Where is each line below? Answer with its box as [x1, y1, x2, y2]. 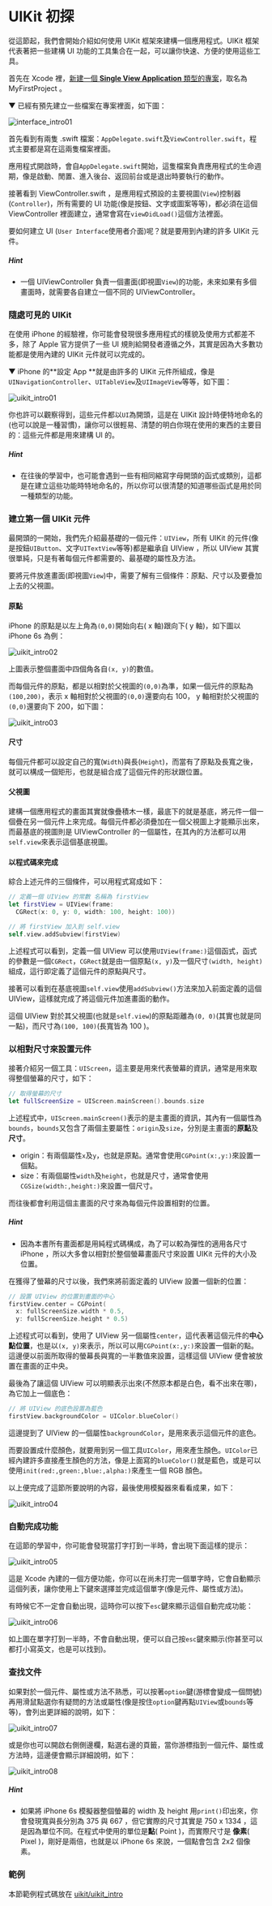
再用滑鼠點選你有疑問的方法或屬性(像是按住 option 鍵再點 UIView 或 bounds [8, 1697, 247, 1706]
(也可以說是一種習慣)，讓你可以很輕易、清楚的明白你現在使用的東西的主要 [8, 420, 255, 430]
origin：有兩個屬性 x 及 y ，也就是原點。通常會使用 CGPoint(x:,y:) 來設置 [19, 1150, 253, 1160]
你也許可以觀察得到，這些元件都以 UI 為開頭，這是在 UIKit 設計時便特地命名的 [8, 410, 263, 420]
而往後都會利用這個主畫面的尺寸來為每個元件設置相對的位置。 [8, 1198, 215, 1208]
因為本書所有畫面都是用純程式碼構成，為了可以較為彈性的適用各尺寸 [19, 1239, 248, 1248]
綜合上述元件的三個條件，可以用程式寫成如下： [8, 877, 164, 886]
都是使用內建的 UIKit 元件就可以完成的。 [15, 350, 150, 360]
